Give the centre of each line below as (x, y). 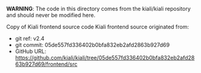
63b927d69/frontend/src (46, 64)
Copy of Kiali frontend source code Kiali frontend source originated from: (98, 27)
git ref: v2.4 (30, 38)
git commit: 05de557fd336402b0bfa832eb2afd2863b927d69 (92, 45)
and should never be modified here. (51, 15)
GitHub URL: (31, 51)
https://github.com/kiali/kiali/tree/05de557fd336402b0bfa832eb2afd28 (105, 58)
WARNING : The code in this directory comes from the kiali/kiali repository (99, 9)
